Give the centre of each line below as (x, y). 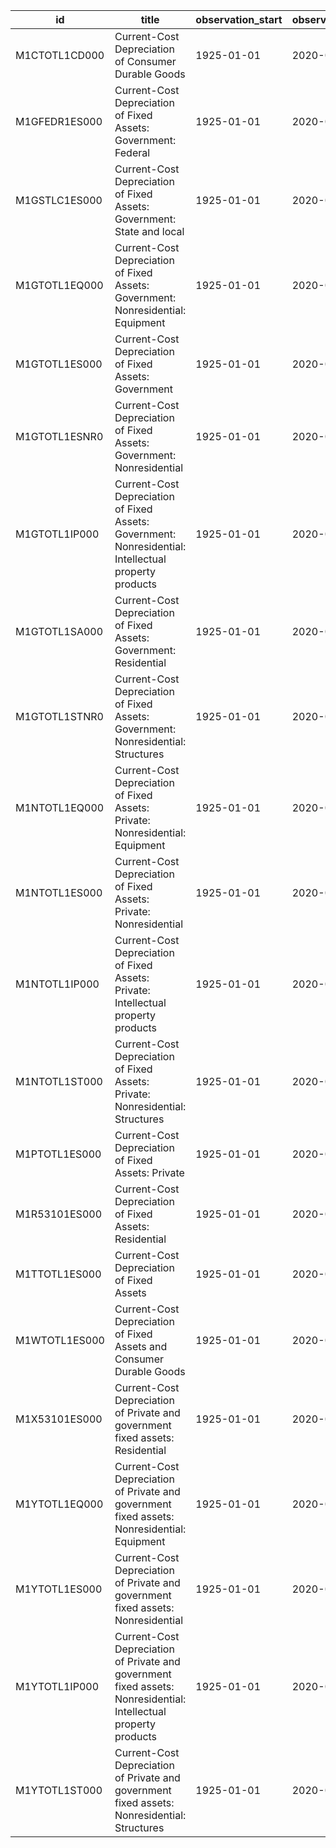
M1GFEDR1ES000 (59, 121)
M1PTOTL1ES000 (58, 1154)
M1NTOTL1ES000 (59, 892)
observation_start (239, 19)
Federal (132, 152)
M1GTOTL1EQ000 (59, 285)
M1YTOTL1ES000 (59, 1589)
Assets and (141, 1346)
